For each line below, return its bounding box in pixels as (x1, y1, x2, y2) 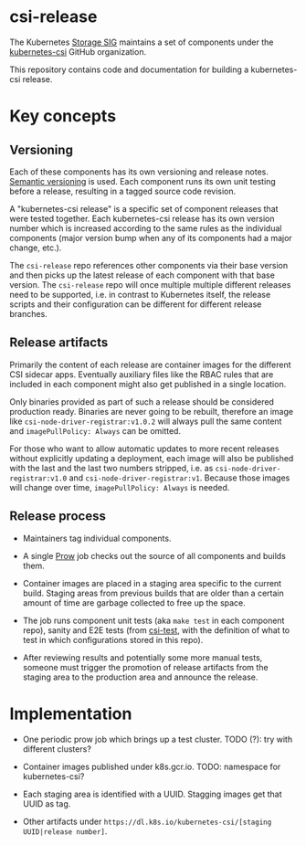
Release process (9, 509, 107, 524)
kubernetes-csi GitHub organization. (9, 46, 147, 57)
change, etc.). (9, 242, 62, 253)
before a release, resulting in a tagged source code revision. (9, 185, 237, 196)
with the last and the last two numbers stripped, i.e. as (9, 462, 214, 473)
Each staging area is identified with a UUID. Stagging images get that (22, 788, 282, 799)
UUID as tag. (22, 797, 71, 809)
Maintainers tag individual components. (22, 533, 172, 544)
